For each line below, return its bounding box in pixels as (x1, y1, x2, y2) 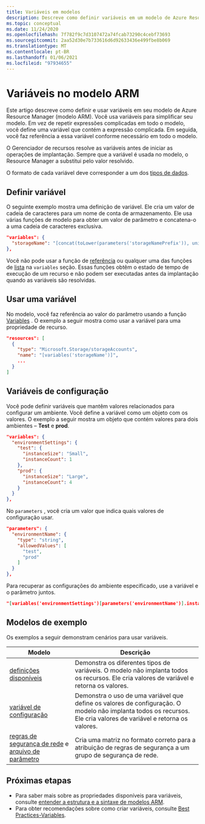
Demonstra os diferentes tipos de (74, 658, 171, 667)
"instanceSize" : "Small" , (22, 451, 88, 457)
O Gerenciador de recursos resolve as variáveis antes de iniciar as (6, 144, 173, 152)
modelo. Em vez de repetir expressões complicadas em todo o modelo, (6, 120, 185, 127)
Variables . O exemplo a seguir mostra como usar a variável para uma (6, 317, 181, 324)
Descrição (120, 648, 151, 657)
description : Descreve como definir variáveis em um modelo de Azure (6, 15, 187, 21)
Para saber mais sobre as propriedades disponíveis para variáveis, (15, 792, 183, 799)
